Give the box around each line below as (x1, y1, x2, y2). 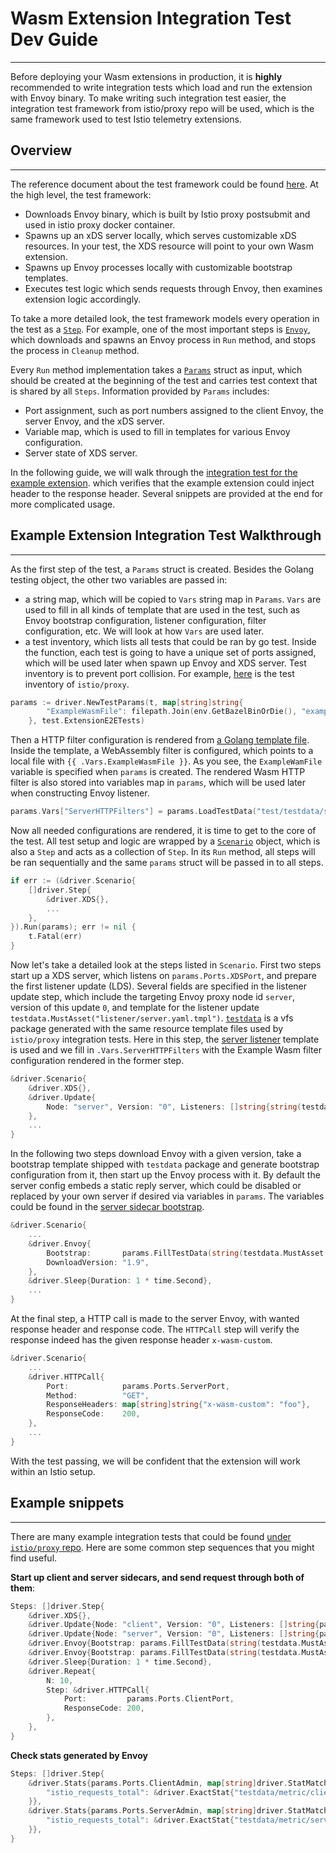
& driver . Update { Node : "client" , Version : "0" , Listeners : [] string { (28, 1620, 320, 1630)
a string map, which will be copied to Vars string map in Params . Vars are (24, 593, 322, 605)
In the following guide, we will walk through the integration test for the (10, 466, 298, 478)
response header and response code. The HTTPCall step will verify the (10, 1323, 300, 1336)
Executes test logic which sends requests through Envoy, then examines (24, 282, 323, 294)
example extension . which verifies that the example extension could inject (10, 477, 315, 489)
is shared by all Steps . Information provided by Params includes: (10, 385, 270, 397)
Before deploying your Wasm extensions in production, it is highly (10, 70, 283, 82)
